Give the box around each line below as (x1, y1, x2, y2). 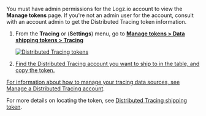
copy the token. (15, 67, 55, 74)
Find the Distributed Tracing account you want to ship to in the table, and (15, 60, 200, 67)
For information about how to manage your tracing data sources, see (6, 79, 180, 85)
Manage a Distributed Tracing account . (6, 85, 105, 92)
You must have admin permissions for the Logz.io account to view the (6, 5, 183, 12)
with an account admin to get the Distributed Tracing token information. (6, 18, 187, 25)
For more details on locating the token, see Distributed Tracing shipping (6, 97, 188, 104)
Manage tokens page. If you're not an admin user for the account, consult (6, 12, 194, 19)
